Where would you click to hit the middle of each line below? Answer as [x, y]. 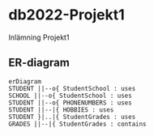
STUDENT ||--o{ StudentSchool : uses [72, 88]
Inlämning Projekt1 [39, 37]
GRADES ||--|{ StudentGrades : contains [78, 124]
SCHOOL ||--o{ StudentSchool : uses [70, 96]
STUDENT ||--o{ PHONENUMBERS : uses [70, 103]
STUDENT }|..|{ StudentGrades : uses [72, 117]
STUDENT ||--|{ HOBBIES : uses [61, 110]
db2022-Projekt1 [67, 15]
